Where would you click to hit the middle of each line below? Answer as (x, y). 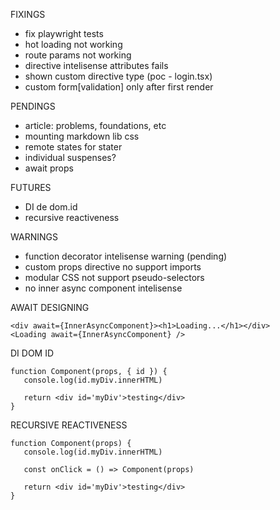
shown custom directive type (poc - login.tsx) (118, 76)
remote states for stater (73, 147)
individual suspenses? (70, 157)
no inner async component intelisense (103, 288)
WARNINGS (34, 237)
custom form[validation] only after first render (119, 87)
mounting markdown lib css (82, 136)
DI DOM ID (32, 353)
